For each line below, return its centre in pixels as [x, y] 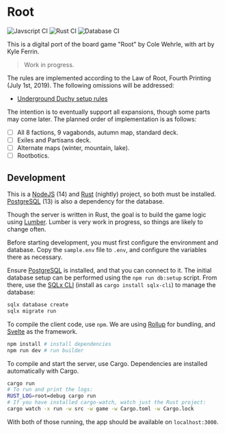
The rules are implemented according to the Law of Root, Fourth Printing [109, 78]
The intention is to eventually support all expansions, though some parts [109, 112]
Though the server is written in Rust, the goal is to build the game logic [107, 214]
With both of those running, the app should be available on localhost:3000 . [113, 421]
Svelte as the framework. [42, 331]
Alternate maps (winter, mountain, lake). [73, 148]
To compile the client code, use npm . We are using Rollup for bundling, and [111, 324]
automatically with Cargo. [43, 371]
